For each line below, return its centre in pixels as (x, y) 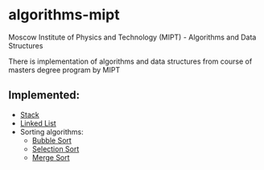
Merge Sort (51, 157)
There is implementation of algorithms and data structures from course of (130, 61)
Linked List (38, 123)
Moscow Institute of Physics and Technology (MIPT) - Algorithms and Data (132, 37)
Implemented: (44, 95)
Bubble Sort (52, 140)
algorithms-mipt (64, 15)
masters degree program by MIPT (64, 69)
